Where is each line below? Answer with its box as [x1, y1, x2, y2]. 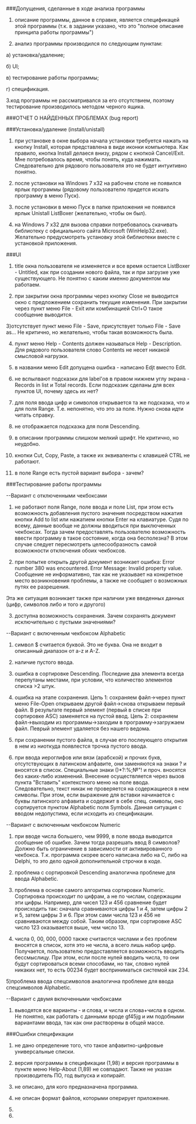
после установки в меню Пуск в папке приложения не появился [14, 203, 176, 210]
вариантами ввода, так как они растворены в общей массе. [14, 1019, 165, 1026]
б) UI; [6, 63, 19, 70]
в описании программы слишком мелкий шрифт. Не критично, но [14, 434, 179, 441]
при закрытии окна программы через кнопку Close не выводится [14, 292, 179, 299]
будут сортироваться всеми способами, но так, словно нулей [14, 960, 170, 967]
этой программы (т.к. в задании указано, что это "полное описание [14, 23, 184, 29]
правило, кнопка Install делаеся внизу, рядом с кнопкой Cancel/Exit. [14, 149, 185, 156]
